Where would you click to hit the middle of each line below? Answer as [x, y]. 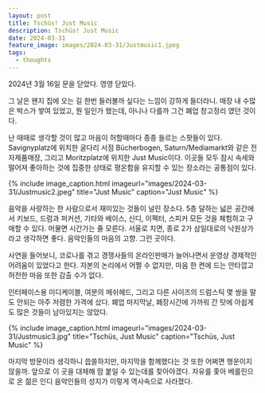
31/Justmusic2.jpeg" [42, 191]
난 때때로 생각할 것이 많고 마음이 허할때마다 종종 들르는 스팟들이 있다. [115, 137]
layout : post [30, 16]
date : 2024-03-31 [37, 38]
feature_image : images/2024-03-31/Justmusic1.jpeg [94, 45]
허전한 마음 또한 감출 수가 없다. [56, 275]
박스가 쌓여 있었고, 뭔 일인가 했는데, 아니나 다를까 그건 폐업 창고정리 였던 [129, 110]
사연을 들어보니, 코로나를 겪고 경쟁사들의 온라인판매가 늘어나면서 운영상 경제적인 [132, 255]
